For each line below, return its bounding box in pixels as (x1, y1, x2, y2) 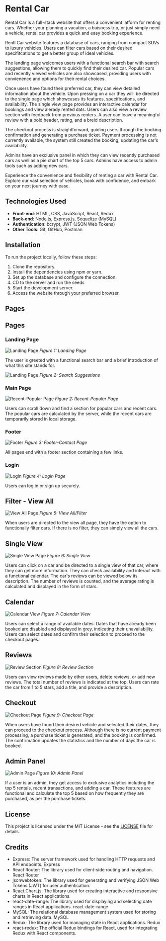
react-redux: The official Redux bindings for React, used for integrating (12, 925, 158, 931)
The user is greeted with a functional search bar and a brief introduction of (5, 357, 158, 363)
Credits (5, 843, 29, 852)
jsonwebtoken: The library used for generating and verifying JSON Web (12, 877, 160, 883)
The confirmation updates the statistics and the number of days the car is (5, 737, 156, 743)
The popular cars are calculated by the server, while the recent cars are (5, 411, 152, 417)
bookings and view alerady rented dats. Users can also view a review (5, 106, 147, 112)
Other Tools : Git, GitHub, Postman (12, 226, 83, 232)
